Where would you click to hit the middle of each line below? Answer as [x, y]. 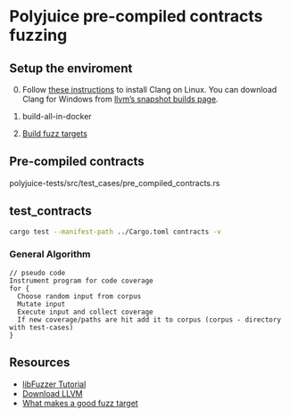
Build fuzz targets [54, 134]
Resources [40, 363]
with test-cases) [41, 327]
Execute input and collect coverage [85, 312]
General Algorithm [50, 254]
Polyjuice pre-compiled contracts [136, 16]
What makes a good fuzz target [80, 403]
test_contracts [50, 211]
